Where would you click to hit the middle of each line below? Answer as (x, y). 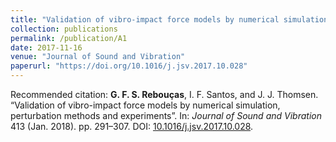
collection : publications (64, 29)
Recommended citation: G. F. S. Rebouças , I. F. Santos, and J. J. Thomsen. (164, 94)
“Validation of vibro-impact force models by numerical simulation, (145, 105)
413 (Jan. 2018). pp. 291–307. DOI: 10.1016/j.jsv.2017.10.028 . (132, 126)
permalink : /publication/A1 (69, 38)
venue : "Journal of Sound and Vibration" (98, 57)
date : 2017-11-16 (46, 47)
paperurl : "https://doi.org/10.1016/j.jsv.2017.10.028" (129, 66)
